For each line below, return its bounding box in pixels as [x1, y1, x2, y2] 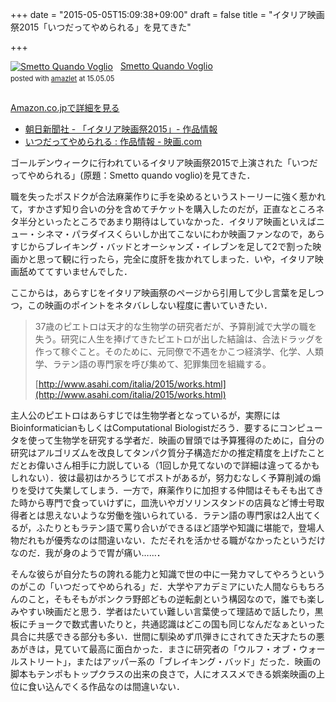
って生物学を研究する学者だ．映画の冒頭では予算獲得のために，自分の [36, 434, 325, 446]
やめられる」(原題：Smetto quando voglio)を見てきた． [27, 169, 256, 181]
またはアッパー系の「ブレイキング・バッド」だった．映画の [75, 655, 322, 667]
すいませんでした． [53, 265, 133, 277]
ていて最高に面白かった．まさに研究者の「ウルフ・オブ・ [62, 643, 300, 655]
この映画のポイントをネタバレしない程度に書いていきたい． [27, 299, 273, 311]
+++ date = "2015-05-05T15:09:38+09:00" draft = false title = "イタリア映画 [10, 9, 325, 20]
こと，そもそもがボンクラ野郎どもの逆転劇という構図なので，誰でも [27, 593, 308, 605]
